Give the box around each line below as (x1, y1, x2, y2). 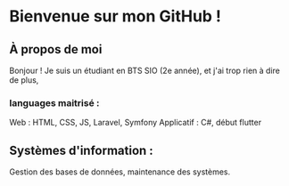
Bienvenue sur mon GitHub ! (9, 6, 221, 27)
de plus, (9, 75, 39, 85)
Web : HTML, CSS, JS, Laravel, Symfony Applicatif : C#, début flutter (9, 117, 261, 128)
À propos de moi (9, 42, 103, 57)
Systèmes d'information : (9, 142, 153, 158)
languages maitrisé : (9, 96, 100, 109)
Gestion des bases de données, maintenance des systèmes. (9, 166, 231, 177)
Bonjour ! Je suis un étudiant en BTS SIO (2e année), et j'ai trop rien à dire (9, 65, 281, 76)
